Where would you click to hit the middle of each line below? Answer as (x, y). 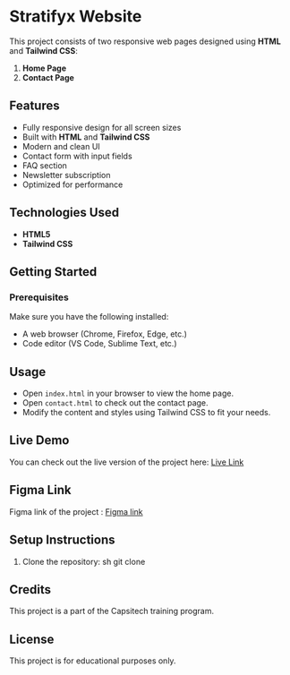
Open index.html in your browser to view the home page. (128, 393)
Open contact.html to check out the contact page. (115, 403)
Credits (30, 590)
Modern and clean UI (61, 146)
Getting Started (53, 272)
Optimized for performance (72, 184)
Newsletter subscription (66, 175)
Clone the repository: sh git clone (84, 561)
